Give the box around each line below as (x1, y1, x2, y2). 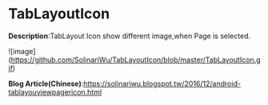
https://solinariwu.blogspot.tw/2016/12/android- (83, 79, 242, 88)
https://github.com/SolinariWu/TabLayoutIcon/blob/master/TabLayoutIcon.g (10, 55, 261, 64)
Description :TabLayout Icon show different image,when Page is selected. (8, 31, 250, 41)
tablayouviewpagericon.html (8, 87, 102, 96)
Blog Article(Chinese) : (8, 79, 84, 88)
